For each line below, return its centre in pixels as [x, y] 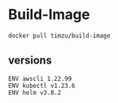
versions [30, 61]
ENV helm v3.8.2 [35, 93]
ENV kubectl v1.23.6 [42, 86]
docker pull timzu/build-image [59, 36]
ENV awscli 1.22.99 [40, 78]
